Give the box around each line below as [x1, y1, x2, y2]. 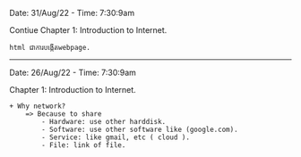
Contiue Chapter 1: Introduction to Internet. [9, 25, 168, 35]
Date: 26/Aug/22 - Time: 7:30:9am [9, 67, 137, 78]
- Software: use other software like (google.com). [41, 125, 239, 134]
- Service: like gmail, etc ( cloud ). [41, 133, 191, 142]
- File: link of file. [41, 141, 126, 150]
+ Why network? [9, 102, 66, 111]
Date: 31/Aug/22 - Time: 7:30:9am [9, 8, 135, 18]
